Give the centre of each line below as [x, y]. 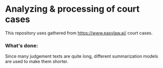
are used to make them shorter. [37, 62]
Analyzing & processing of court [72, 9]
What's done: [22, 45]
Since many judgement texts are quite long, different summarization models [82, 56]
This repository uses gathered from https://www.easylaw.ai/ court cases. [79, 33]
